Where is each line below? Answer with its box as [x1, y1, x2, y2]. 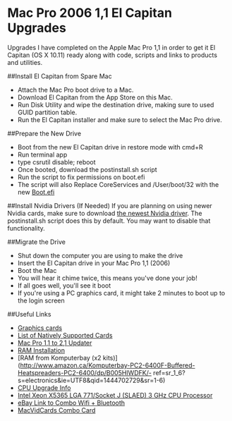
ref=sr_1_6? [152, 368, 185, 377]
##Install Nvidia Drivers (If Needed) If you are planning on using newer [7, 201, 213, 209]
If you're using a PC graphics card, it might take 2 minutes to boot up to [17, 288, 226, 297]
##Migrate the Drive [7, 238, 66, 246]
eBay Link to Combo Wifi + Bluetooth [17, 398, 126, 407]
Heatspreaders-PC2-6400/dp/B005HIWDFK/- [17, 368, 152, 377]
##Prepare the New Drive [7, 129, 82, 138]
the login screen [17, 296, 65, 305]
